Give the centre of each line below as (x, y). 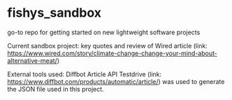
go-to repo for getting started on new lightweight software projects (104, 32)
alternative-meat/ (32, 60)
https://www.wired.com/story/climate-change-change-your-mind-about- (113, 53)
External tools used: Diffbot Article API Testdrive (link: (85, 74)
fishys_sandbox (54, 13)
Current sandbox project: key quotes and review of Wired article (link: (107, 45)
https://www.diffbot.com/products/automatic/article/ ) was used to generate (116, 81)
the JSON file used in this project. (56, 89)
